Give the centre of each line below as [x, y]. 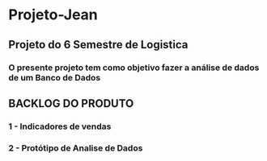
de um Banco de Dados [55, 77]
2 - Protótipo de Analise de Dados [76, 148]
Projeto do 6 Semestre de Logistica [98, 45]
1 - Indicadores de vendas [60, 126]
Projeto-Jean [53, 15]
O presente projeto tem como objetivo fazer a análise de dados [134, 68]
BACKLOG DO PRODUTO [71, 103]
